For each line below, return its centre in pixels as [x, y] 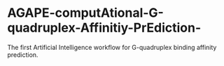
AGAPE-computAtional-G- [86, 13]
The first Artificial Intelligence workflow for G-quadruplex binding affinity [112, 47]
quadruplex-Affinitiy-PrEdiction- [104, 28]
